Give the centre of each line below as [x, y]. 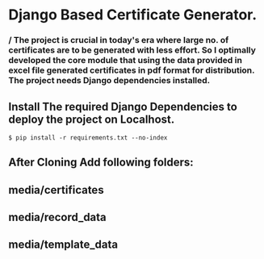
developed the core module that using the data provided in [125, 61]
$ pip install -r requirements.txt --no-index [88, 138]
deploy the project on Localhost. [92, 119]
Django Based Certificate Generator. [133, 15]
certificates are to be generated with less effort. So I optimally [132, 50]
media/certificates [56, 190]
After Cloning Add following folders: [101, 163]
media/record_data [57, 217]
